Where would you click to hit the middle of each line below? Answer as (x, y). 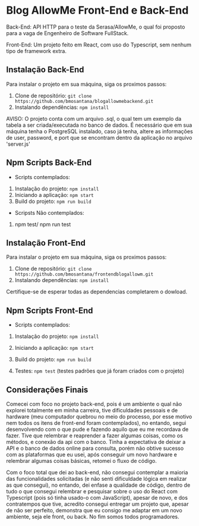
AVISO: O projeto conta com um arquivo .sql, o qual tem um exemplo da (94, 118)
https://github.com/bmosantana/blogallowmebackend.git (84, 101)
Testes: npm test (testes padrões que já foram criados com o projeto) (99, 371)
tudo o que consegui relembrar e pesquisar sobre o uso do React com (92, 491)
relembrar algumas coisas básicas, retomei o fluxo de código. (82, 461)
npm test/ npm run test (43, 224)
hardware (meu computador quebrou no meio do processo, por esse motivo (99, 417)
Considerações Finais (47, 389)
